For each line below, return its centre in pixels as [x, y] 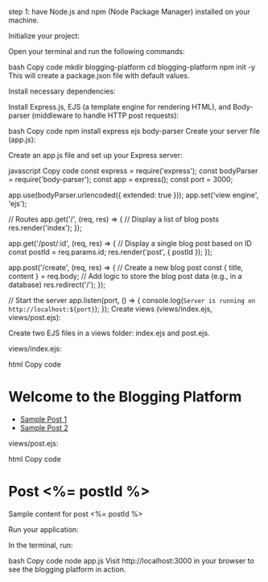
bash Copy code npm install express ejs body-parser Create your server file [134, 131]
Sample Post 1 [43, 419]
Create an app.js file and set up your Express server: [95, 155]
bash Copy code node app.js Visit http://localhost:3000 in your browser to [132, 560]
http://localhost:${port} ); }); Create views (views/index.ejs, [111, 309]
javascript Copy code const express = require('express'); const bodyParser [133, 171]
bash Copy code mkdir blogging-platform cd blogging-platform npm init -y [132, 67]
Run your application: [43, 529]
